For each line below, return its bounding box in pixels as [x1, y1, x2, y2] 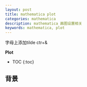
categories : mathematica [5, 16, 56, 21]
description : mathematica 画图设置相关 [5, 21, 83, 26]
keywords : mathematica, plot [5, 26, 65, 30]
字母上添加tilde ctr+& [5, 40, 48, 46]
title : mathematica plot [5, 12, 56, 17]
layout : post [5, 7, 32, 12]
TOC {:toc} [12, 59, 34, 65]
